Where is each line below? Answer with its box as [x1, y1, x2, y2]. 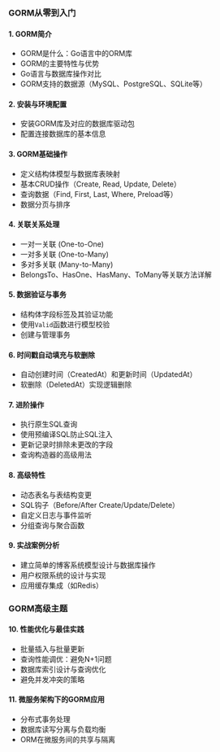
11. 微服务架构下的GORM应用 [8, 694, 106, 705]
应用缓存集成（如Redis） [19, 580, 104, 590]
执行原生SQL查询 [19, 419, 78, 429]
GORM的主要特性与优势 [19, 59, 100, 68]
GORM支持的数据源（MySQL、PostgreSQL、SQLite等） [19, 79, 207, 89]
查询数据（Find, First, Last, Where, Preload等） [19, 189, 178, 199]
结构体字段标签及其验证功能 [19, 309, 114, 319]
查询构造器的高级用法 [19, 450, 92, 460]
